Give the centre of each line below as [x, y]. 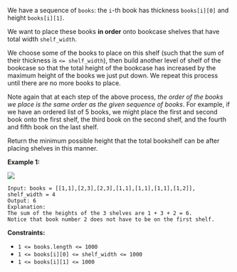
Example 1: [24, 162]
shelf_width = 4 [31, 195]
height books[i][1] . [36, 18]
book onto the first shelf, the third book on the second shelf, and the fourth [117, 119]
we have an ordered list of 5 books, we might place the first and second [113, 112]
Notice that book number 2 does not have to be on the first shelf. [111, 219]
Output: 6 [22, 201]
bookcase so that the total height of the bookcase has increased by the [112, 68]
